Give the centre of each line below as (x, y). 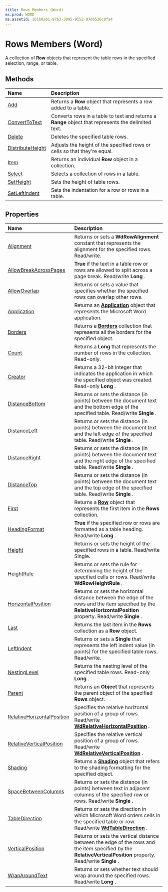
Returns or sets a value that (106, 284)
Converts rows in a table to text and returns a (103, 116)
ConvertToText (25, 122)
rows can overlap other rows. (108, 297)
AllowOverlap (23, 291)
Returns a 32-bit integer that (108, 367)
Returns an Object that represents (114, 687)
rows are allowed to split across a (113, 270)
